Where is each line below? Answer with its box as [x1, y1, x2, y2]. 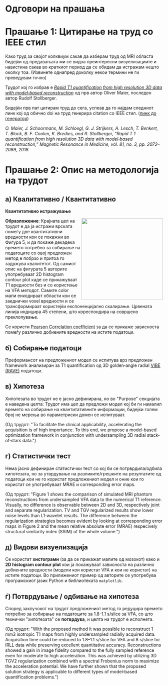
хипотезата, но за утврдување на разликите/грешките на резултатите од [5, 470, 161, 476]
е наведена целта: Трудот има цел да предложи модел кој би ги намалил [5, 401, 162, 407]
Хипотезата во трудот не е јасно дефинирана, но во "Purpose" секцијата [5, 396, 160, 402]
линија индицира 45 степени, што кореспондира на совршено [5, 309, 138, 315]
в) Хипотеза [5, 382, 45, 391]
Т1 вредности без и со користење [5, 282, 78, 288]
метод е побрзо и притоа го [5, 255, 65, 261]
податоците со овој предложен [5, 250, 72, 256]
